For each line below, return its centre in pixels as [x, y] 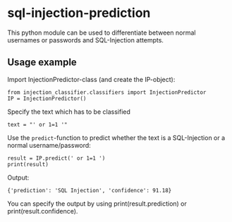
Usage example [42, 63]
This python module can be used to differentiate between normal [102, 33]
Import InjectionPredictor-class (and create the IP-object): [91, 79]
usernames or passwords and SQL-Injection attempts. [86, 40]
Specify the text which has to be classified [69, 112]
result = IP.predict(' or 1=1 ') [56, 158]
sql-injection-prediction [79, 13]
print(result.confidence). [43, 211]
